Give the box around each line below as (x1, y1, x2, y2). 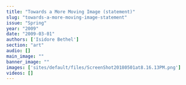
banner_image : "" (6, 59, 50, 65)
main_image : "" (6, 53, 44, 59)
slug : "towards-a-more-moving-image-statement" (6, 14, 128, 20)
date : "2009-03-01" (6, 31, 55, 37)
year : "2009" (6, 25, 39, 32)
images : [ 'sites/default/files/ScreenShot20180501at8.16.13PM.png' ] (6, 64, 181, 71)
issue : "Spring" (6, 20, 47, 26)
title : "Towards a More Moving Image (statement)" (6, 8, 136, 15)
